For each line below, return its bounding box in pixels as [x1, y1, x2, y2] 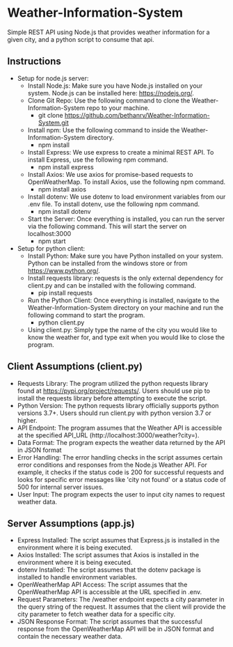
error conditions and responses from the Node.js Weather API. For [17, 460, 207, 469]
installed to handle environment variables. [17, 573, 138, 582]
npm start [38, 237, 66, 245]
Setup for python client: [17, 244, 86, 252]
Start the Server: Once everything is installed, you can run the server [27, 215, 225, 223]
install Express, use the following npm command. [27, 155, 168, 164]
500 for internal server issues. [17, 483, 104, 491]
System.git [38, 118, 70, 127]
